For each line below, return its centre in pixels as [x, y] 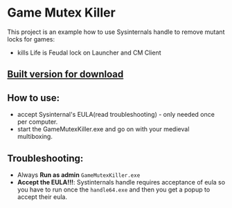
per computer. [37, 122]
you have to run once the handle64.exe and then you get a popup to [114, 189]
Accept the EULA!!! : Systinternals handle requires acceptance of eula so [121, 182]
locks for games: [31, 39]
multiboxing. [35, 137]
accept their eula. [42, 197]
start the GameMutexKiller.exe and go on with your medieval [103, 129]
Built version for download [65, 74]
